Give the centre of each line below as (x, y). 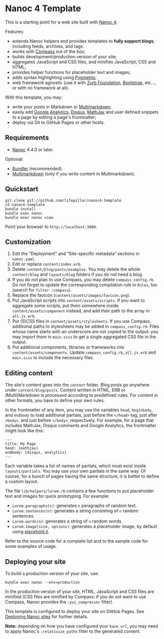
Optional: (14, 159)
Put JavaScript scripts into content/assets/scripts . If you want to (79, 300)
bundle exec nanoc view (29, 217)
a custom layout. (22, 481)
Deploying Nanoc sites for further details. (47, 616)
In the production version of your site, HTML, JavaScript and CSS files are (80, 592)
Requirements (27, 138)
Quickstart (22, 189)
